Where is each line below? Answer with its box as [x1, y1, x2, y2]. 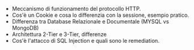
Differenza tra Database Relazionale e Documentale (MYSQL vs [11, 18, 169, 25]
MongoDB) [11, 24, 39, 31]
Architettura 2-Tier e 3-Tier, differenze [11, 31, 107, 38]
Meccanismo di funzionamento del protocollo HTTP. [11, 5, 141, 12]
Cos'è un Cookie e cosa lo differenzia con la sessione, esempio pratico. [11, 11, 189, 19]
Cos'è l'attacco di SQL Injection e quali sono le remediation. [11, 37, 160, 44]
